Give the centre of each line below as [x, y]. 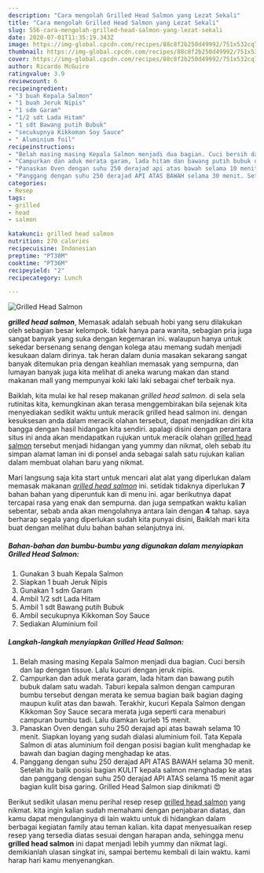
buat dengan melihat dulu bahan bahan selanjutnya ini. [97, 528]
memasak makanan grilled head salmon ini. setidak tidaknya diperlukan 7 [127, 486]
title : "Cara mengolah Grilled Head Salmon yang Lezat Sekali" [114, 23]
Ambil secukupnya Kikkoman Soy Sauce [85, 615]
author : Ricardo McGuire [49, 67]
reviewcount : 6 [33, 81]
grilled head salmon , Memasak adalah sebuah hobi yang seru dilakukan [125, 322]
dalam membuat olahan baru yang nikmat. [76, 462]
